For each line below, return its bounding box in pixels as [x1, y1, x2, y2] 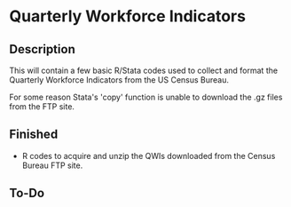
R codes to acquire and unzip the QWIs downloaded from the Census [21, 150, 276, 161]
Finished [9, 127, 59, 142]
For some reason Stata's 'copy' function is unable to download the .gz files [9, 92, 283, 102]
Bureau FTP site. [21, 160, 83, 171]
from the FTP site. [9, 101, 75, 112]
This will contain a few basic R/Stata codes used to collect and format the [9, 65, 278, 76]
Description [9, 42, 75, 57]
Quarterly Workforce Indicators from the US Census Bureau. [9, 75, 229, 85]
